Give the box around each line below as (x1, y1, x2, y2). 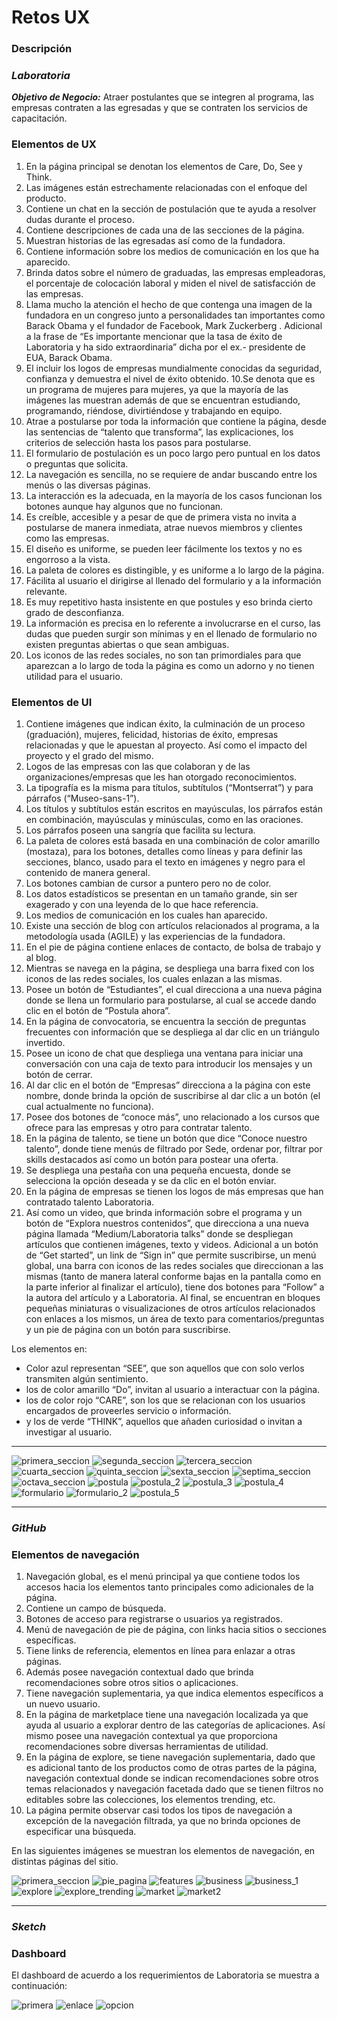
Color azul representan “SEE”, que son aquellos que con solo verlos (25, 1362, 305, 1374)
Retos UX (11, 6, 91, 29)
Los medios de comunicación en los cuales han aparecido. (25, 909, 268, 921)
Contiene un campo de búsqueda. (25, 1602, 167, 1615)
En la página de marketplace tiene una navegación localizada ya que (25, 1709, 309, 1721)
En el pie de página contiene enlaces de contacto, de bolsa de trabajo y (25, 941, 322, 953)
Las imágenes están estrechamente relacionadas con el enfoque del (25, 181, 308, 193)
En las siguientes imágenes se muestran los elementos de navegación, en (11, 1845, 316, 1857)
